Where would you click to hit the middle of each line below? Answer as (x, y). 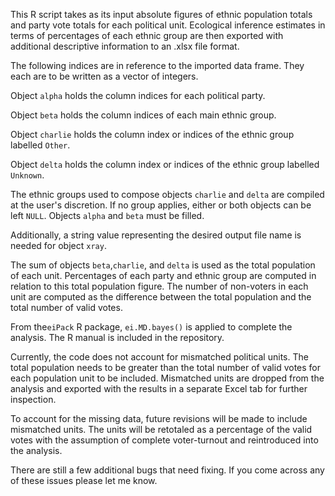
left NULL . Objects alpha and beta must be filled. (107, 215)
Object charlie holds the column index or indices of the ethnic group (152, 134)
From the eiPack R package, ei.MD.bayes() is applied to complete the (151, 327)
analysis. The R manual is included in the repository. (117, 337)
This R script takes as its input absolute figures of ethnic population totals (161, 14)
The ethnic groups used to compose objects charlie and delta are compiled (167, 194)
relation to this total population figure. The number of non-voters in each (159, 286)
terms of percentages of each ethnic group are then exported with (147, 35)
